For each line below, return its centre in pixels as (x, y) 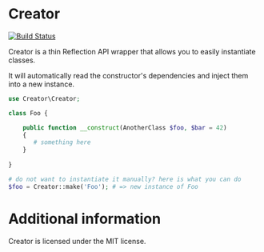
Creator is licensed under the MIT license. (77, 241)
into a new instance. (41, 84)
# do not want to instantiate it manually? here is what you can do (125, 179)
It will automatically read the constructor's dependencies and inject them (128, 75)
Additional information (85, 219)
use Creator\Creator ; (44, 98)
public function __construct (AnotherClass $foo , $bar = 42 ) (125, 128)
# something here (62, 142)
